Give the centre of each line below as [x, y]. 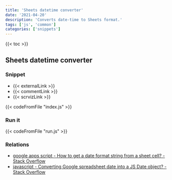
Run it [13, 120]
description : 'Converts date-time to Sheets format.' [64, 20]
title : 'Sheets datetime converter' [44, 10]
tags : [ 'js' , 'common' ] [31, 24]
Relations [17, 145]
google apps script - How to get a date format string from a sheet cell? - [89, 156]
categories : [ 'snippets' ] [33, 29]
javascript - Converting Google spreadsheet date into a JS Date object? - [90, 167]
